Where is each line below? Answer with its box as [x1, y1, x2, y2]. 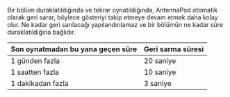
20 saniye [143, 56, 176, 65]
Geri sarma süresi [143, 44, 204, 54]
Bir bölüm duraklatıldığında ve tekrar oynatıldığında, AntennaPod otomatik [7, 6, 217, 14]
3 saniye [143, 79, 172, 88]
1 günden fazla [10, 56, 60, 65]
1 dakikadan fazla [10, 79, 69, 88]
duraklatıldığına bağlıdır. [7, 28, 76, 36]
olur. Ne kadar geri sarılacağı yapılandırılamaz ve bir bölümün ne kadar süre [7, 21, 224, 28]
